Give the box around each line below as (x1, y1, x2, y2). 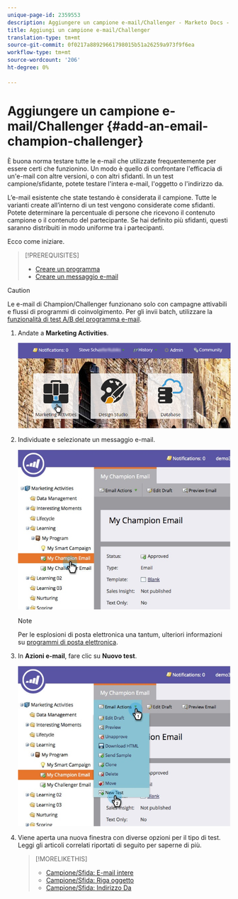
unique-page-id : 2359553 (7, 11, 81, 18)
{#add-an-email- (106, 118, 209, 134)
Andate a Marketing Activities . (17, 328, 109, 337)
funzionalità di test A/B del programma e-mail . (7, 315, 142, 323)
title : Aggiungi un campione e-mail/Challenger (7, 26, 151, 33)
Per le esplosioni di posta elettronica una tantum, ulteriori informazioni (17, 630, 223, 639)
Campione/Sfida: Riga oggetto (45, 876, 135, 884)
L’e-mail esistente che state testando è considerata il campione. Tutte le (7, 193, 217, 202)
